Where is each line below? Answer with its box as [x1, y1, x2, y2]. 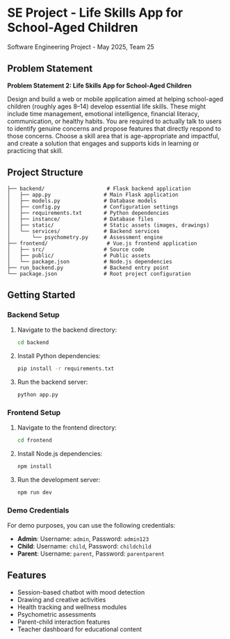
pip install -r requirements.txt [17, 365, 115, 373]
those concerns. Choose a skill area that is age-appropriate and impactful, [7, 131, 220, 140]
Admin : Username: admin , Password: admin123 [17, 535, 149, 543]
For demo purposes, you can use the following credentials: [7, 521, 176, 530]
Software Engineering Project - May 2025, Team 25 [7, 42, 155, 51]
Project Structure [7, 167, 83, 179]
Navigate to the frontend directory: [17, 423, 117, 432]
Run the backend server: [17, 378, 88, 386]
